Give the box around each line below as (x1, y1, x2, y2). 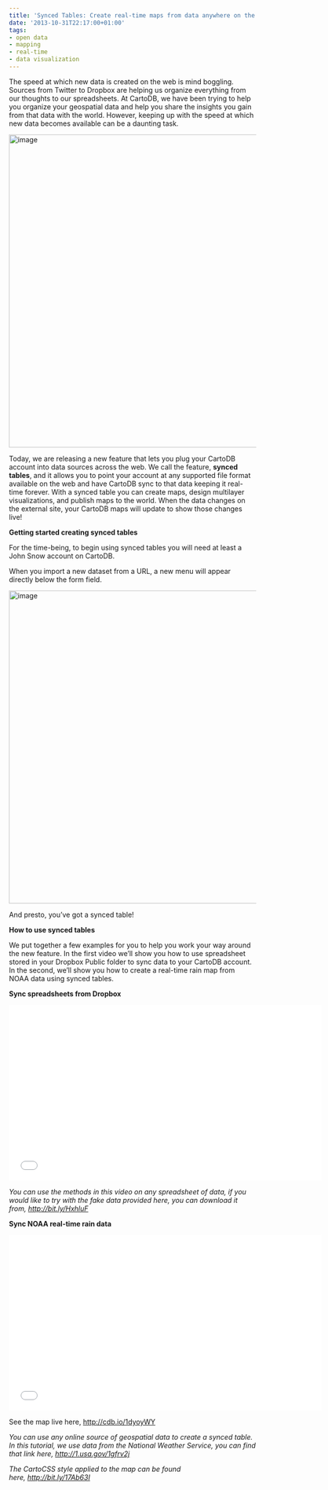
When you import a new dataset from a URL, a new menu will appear (9, 566, 231, 576)
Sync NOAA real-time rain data (9, 1219, 112, 1228)
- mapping (9, 41, 42, 49)
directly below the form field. (9, 575, 103, 584)
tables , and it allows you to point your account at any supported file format (9, 470, 251, 480)
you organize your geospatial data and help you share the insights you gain (9, 101, 252, 111)
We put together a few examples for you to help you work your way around (9, 940, 251, 950)
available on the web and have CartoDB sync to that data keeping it (9, 479, 227, 488)
